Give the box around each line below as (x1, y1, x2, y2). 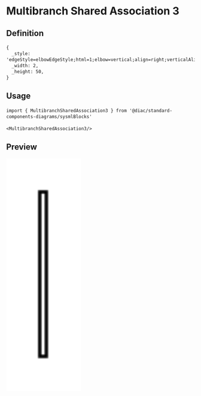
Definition (6, 28, 44, 38)
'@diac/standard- (129, 107, 172, 113)
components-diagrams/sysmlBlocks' (6, 113, 93, 119)
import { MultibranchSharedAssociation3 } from (6, 107, 127, 113)
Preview (6, 142, 38, 152)
